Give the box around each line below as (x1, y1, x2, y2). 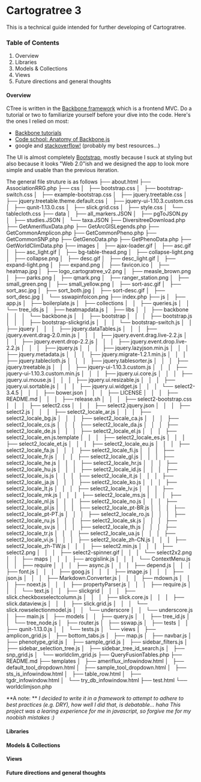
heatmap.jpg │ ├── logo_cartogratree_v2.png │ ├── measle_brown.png (6, 268, 191, 275)
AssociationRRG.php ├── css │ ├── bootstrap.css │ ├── (6, 185, 156, 192)
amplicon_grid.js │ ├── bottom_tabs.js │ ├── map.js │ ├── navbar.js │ (6, 632, 192, 639)
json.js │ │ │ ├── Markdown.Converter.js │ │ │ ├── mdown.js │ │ (6, 574, 191, 582)
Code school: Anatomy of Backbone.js (14, 136, 110, 143)
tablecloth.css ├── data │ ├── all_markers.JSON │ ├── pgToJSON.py (6, 210, 188, 217)
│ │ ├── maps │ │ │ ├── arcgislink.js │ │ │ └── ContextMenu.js (6, 555, 191, 562)
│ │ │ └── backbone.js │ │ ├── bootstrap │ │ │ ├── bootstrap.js (6, 312, 193, 319)
